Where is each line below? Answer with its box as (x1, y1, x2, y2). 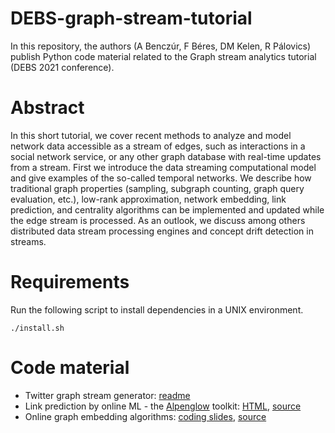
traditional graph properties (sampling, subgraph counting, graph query (10, 182, 305, 194)
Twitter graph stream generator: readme (24, 389, 191, 401)
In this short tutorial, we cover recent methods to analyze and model (10, 129, 292, 141)
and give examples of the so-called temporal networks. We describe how (10, 172, 312, 184)
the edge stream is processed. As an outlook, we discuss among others (10, 214, 306, 226)
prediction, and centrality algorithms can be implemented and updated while (10, 203, 325, 216)
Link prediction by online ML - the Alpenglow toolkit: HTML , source (24, 400, 302, 412)
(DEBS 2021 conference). (10, 61, 115, 73)
